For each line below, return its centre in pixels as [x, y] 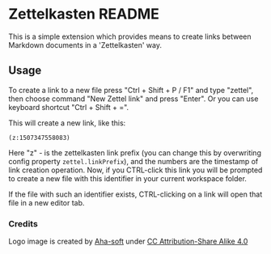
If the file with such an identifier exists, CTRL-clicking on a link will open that [135, 194]
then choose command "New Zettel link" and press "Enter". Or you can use [133, 99]
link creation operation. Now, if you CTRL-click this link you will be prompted [135, 170]
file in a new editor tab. [47, 202]
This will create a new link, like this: [67, 123]
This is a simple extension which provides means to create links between [130, 36]
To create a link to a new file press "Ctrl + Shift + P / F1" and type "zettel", [131, 90]
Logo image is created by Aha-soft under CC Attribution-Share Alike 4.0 [128, 241]
